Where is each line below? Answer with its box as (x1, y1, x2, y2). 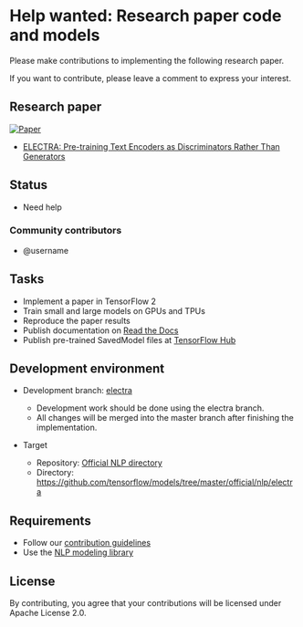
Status (9, 177, 48, 193)
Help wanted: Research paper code (9, 5, 282, 26)
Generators (22, 151, 66, 162)
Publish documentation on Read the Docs (22, 325, 179, 336)
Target (22, 440, 48, 451)
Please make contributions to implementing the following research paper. (9, 55, 285, 66)
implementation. (36, 422, 98, 434)
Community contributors (9, 225, 122, 237)
